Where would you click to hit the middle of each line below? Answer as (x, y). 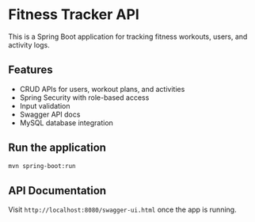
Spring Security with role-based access (84, 98)
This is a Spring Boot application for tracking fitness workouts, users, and (128, 36)
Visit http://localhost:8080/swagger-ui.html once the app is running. (122, 210)
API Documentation (57, 191)
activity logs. (29, 44)
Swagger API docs (50, 114)
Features (30, 70)
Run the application (57, 148)
